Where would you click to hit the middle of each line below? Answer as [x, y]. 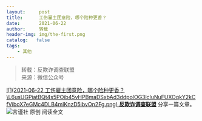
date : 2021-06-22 [36, 23]
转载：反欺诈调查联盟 [48, 69]
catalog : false [28, 40]
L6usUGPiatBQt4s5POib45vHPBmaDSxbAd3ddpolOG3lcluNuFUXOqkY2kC [102, 97]
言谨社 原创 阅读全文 [38, 112]
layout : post [28, 12]
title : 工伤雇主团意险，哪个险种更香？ [57, 18]
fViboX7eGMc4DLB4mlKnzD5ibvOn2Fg [56, 104]
